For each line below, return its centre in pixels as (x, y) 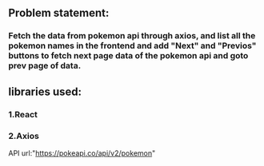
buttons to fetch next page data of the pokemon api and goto (128, 56)
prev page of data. (45, 65)
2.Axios (24, 136)
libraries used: (45, 91)
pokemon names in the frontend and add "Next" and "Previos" (132, 45)
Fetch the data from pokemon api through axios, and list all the (132, 36)
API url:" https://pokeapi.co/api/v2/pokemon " (82, 153)
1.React (23, 114)
